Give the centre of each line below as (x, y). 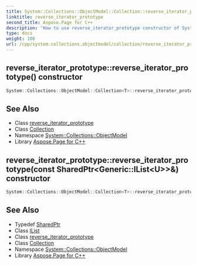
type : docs (19, 33)
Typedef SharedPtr (38, 224)
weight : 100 (21, 39)
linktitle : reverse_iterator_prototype (55, 17)
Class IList (27, 230)
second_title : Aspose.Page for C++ (50, 22)
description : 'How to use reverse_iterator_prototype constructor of (93, 28)
